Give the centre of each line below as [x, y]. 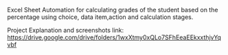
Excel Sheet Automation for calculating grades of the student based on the [113, 10]
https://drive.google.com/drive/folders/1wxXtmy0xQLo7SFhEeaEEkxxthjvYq [114, 37]
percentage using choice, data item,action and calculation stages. [100, 17]
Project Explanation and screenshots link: [66, 30]
